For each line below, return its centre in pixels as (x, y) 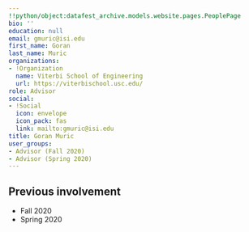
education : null (36, 31)
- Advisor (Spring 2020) (50, 158)
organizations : (34, 61)
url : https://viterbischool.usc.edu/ (79, 83)
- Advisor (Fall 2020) (47, 151)
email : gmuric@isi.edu (47, 38)
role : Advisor (32, 91)
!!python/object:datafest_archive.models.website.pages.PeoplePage (125, 16)
